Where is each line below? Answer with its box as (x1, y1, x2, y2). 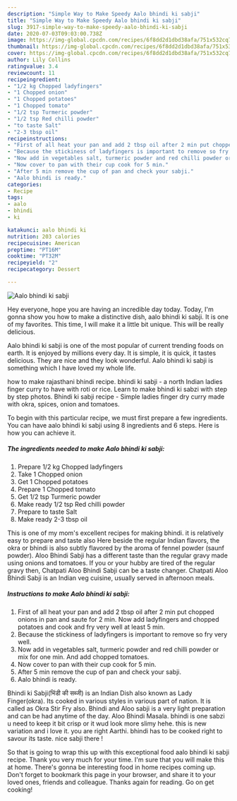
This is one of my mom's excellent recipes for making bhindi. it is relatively (7, 529, 224, 537)
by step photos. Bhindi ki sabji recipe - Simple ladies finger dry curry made (7, 392, 225, 401)
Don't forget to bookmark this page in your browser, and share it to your (7, 770, 217, 778)
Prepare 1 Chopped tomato (17, 485, 96, 493)
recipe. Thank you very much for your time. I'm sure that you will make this (7, 755, 224, 764)
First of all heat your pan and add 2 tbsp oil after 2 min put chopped (17, 608, 214, 616)
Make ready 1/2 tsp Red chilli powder (17, 500, 126, 508)
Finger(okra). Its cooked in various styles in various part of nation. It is (7, 697, 212, 705)
